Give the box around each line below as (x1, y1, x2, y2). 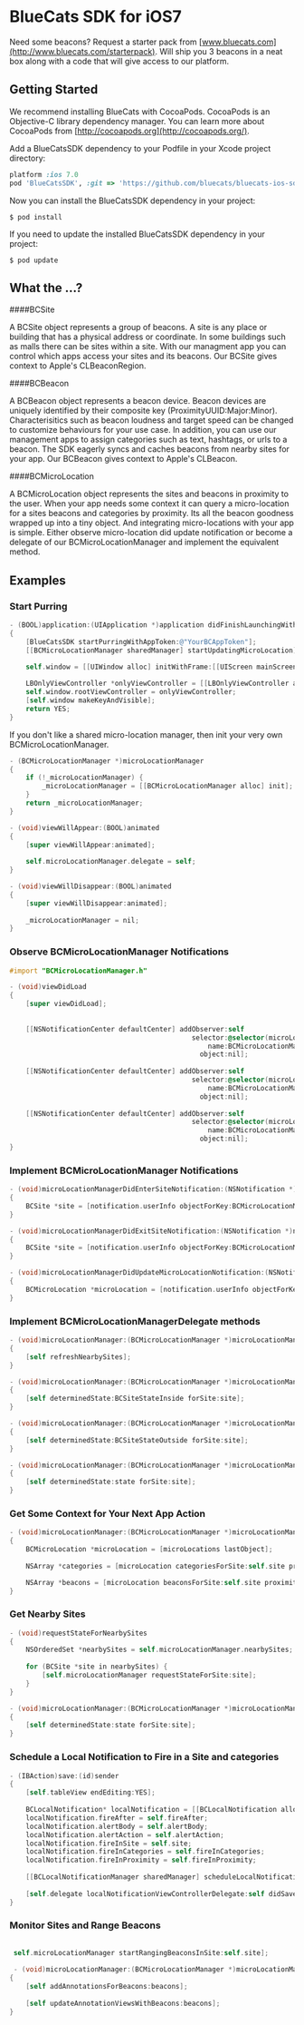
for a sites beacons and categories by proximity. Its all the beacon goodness (9, 508, 294, 519)
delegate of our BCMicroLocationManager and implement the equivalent (9, 537, 280, 548)
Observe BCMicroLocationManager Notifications (9, 945, 229, 958)
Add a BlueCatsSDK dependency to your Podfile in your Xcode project (9, 142, 271, 153)
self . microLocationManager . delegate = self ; (25, 857, 196, 866)
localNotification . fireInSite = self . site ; (25, 1839, 193, 1848)
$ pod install (9, 212, 63, 221)
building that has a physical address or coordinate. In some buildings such (9, 331, 287, 342)
